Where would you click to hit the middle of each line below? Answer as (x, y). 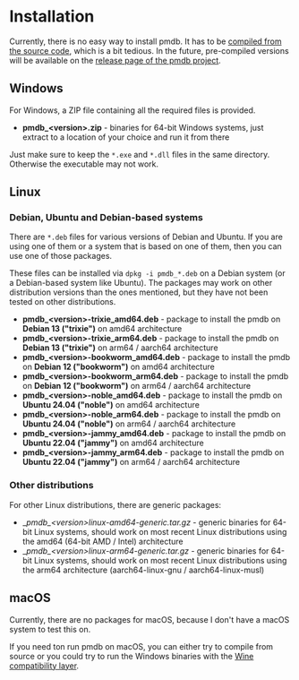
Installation (52, 17)
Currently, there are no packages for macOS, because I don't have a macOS (149, 619)
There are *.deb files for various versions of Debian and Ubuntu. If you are (146, 237)
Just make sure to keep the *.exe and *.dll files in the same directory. (140, 154)
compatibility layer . (44, 666)
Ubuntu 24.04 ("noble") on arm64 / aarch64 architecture (129, 424)
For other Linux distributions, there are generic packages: (115, 504)
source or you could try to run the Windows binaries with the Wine (132, 656)
